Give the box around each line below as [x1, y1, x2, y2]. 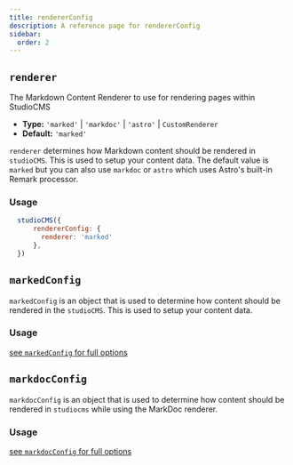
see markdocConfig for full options [9, 445, 132, 456]
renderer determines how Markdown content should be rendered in [9, 146, 256, 156]
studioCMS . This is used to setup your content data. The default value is [9, 155, 269, 165]
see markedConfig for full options [9, 347, 129, 357]
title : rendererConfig [9, 12, 93, 22]
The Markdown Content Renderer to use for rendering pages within [9, 92, 256, 103]
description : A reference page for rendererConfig [9, 21, 201, 30]
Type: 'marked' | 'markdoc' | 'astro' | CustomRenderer [21, 119, 219, 130]
